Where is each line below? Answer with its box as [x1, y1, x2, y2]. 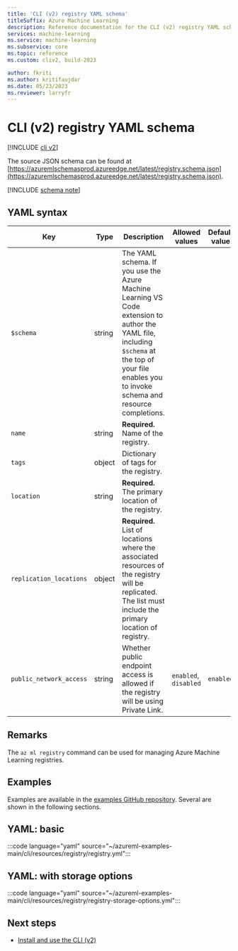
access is [121, 670, 154, 679]
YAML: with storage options [7, 870, 133, 882]
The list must [121, 596, 165, 605]
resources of [121, 561, 164, 570]
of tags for [121, 458, 157, 467]
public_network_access [11, 675, 87, 683]
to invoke [121, 381, 152, 391]
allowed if [121, 678, 154, 688]
